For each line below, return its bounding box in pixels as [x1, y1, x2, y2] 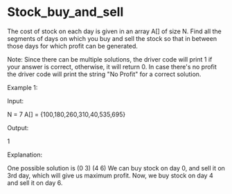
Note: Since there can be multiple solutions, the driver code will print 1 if [7, 55, 213, 63]
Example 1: [7, 83, 38, 91]
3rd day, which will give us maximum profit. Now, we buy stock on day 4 [7, 171, 213, 179]
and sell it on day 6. [7, 178, 63, 187]
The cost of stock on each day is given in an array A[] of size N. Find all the [7, 27, 222, 35]
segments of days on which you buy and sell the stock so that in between [7, 34, 217, 42]
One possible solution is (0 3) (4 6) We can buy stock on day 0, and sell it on [7, 164, 225, 172]
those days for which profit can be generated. [7, 42, 139, 50]
